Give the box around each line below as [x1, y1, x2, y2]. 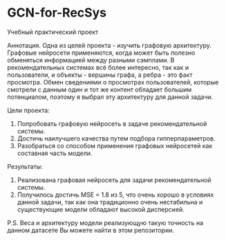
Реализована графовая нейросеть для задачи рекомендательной [17, 175, 212, 184]
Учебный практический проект [7, 28, 99, 36]
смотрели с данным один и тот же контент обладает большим [7, 85, 192, 93]
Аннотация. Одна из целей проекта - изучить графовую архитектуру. [7, 41, 212, 49]
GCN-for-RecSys [7, 5, 107, 21]
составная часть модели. [17, 149, 93, 157]
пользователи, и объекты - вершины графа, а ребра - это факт [7, 71, 193, 79]
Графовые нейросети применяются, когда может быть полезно [7, 48, 196, 57]
